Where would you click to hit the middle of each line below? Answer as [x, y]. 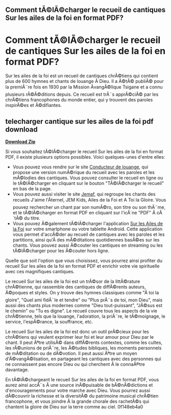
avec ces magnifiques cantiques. [40, 272]
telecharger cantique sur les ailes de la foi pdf [80, 121]
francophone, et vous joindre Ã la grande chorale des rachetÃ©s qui [77, 401]
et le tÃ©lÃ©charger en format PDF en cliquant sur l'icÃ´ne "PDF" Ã [84, 213]
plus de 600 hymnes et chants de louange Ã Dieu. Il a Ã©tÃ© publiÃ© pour [85, 81]
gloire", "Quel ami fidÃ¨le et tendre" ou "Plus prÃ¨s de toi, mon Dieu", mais [84, 300]
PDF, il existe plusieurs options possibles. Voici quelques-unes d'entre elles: [85, 157]
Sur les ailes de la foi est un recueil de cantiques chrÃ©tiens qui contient [82, 76]
